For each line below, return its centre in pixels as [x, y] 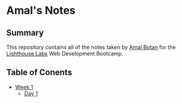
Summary [25, 33]
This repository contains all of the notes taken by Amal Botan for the [91, 47]
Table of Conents [39, 73]
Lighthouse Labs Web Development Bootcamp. [65, 54]
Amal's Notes [41, 11]
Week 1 [24, 87]
